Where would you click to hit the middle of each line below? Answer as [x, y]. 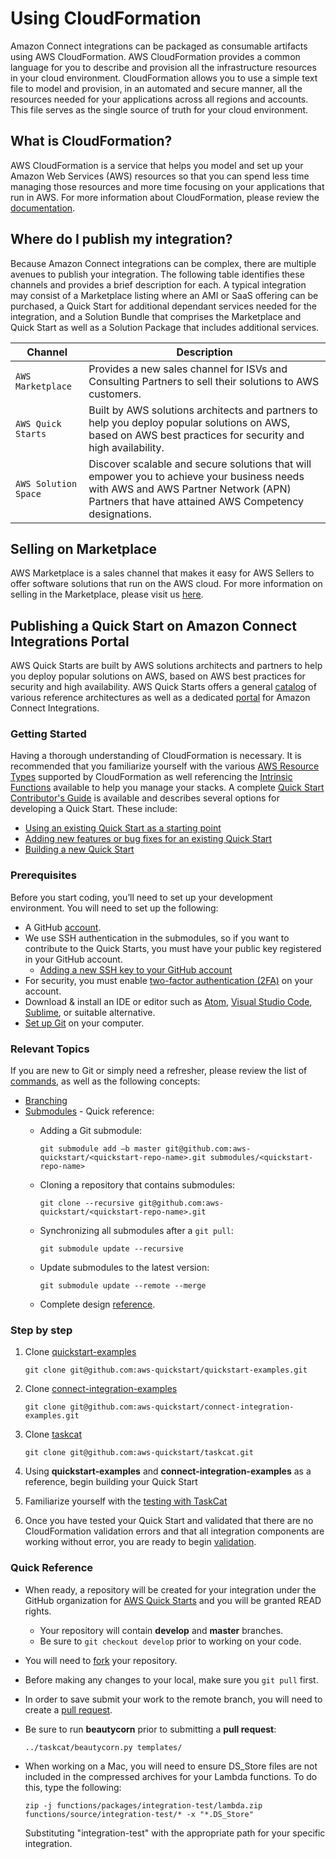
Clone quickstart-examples [80, 1352]
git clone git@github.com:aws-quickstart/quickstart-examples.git [166, 1370]
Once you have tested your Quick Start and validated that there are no [169, 1521]
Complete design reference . [97, 1304]
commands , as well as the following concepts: [105, 1081]
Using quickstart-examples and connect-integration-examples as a [168, 1471]
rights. [38, 1611]
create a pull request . [68, 1709]
